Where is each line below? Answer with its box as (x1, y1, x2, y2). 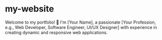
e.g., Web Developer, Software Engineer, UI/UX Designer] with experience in (5, 24, 157, 30)
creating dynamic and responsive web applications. (5, 29, 108, 35)
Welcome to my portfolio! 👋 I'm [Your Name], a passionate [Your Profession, (5, 19, 156, 25)
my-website (5, 3, 54, 14)
